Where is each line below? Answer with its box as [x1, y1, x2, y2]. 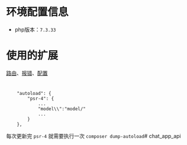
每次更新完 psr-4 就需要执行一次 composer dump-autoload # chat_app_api [6, 133, 182, 140]
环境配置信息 [6, 5, 69, 19]
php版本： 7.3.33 [14, 26, 56, 33]
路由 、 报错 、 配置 [6, 69, 48, 77]
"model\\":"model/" [37, 106, 86, 112]
